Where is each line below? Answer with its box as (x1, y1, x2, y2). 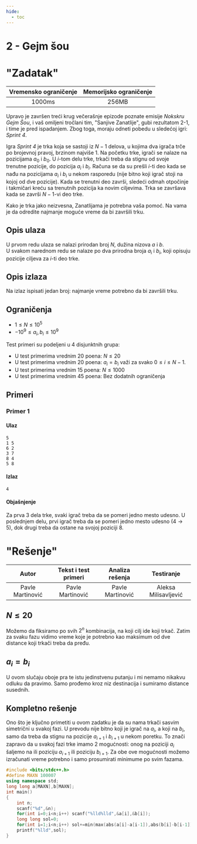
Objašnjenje (6, 498, 36, 506)
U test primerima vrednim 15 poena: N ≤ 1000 (14, 366, 125, 373)
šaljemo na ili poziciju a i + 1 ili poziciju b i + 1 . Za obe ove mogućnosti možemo (6, 748, 189, 756)
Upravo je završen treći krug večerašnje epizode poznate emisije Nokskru (6, 112, 185, 119)
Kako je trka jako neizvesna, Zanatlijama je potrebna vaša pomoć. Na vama (6, 202, 187, 209)
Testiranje (151, 570, 181, 578)
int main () (6, 789, 33, 795)
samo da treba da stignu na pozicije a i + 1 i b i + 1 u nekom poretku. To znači (6, 733, 185, 741)
